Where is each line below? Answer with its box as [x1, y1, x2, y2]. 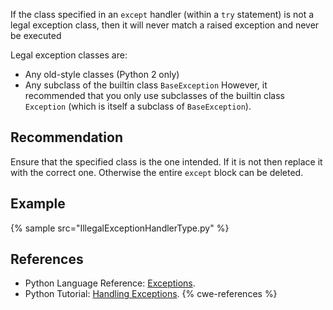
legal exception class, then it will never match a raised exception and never [10, 19, 320, 31]
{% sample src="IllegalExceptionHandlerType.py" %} [10, 222, 230, 234]
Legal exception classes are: [10, 49, 128, 61]
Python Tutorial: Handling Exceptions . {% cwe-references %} [24, 288, 278, 300]
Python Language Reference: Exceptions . [24, 277, 196, 289]
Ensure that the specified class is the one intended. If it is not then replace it [10, 155, 323, 168]
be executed [10, 30, 62, 41]
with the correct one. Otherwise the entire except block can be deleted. [10, 166, 304, 178]
